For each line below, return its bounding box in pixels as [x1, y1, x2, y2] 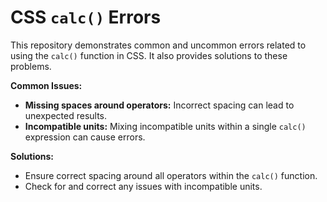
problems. [10, 60, 52, 72]
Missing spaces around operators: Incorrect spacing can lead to [24, 99, 295, 111]
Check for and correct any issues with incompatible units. [24, 180, 263, 192]
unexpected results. [24, 109, 108, 121]
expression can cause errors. [24, 131, 146, 143]
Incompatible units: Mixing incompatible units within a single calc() [24, 120, 307, 132]
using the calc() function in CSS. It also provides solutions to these [10, 49, 288, 61]
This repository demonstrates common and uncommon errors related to [10, 39, 307, 51]
